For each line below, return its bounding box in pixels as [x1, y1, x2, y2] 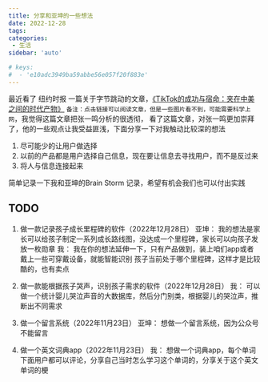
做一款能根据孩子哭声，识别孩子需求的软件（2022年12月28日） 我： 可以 [19, 281, 261, 291]
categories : [8, 34, 48, 42]
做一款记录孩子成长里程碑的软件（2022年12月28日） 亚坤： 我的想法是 [19, 223, 254, 233]
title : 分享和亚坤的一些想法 [8, 11, 94, 20]
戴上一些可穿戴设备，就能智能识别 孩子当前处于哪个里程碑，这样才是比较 [19, 254, 261, 263]
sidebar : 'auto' [8, 49, 62, 57]
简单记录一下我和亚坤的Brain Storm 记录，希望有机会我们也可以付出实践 [8, 178, 246, 187]
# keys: [8, 63, 34, 72]
